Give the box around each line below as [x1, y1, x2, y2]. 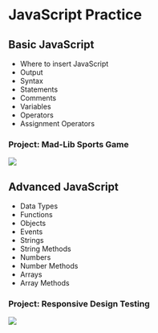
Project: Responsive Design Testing [8, 298, 150, 310]
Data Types [19, 201, 59, 211]
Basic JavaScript [8, 38, 95, 51]
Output [19, 68, 43, 77]
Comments [19, 93, 57, 102]
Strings [19, 236, 44, 245]
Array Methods [19, 278, 70, 288]
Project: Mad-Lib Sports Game [8, 138, 129, 150]
